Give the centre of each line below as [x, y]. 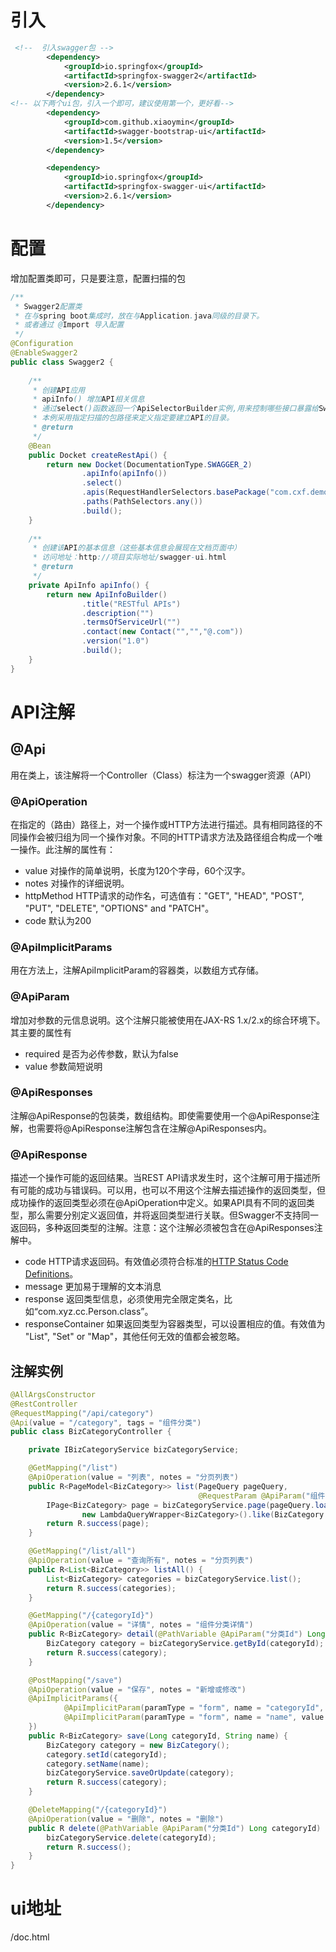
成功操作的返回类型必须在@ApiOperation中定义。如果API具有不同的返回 [158, 1203]
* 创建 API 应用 [59, 390]
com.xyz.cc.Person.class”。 [95, 1312]
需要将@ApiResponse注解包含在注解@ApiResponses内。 [154, 1128]
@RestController [44, 1404]
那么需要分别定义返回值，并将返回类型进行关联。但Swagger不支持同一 [173, 1215]
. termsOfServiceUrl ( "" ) [131, 622]
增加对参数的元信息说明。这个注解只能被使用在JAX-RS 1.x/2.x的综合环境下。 [168, 1020]
